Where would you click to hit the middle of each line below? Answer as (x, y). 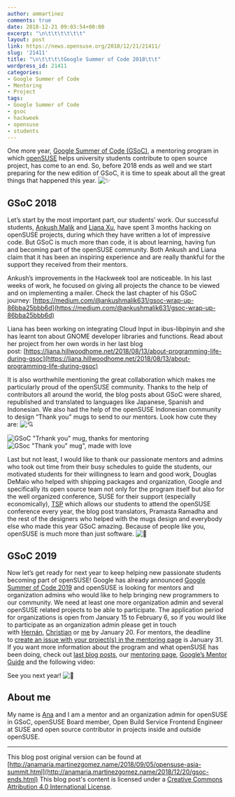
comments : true (29, 20)
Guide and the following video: (51, 662)
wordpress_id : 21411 (37, 66)
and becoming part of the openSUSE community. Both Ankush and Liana (112, 250)
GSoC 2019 (32, 556)
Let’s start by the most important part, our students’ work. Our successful (113, 220)
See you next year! (34, 675)
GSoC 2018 (32, 203)
